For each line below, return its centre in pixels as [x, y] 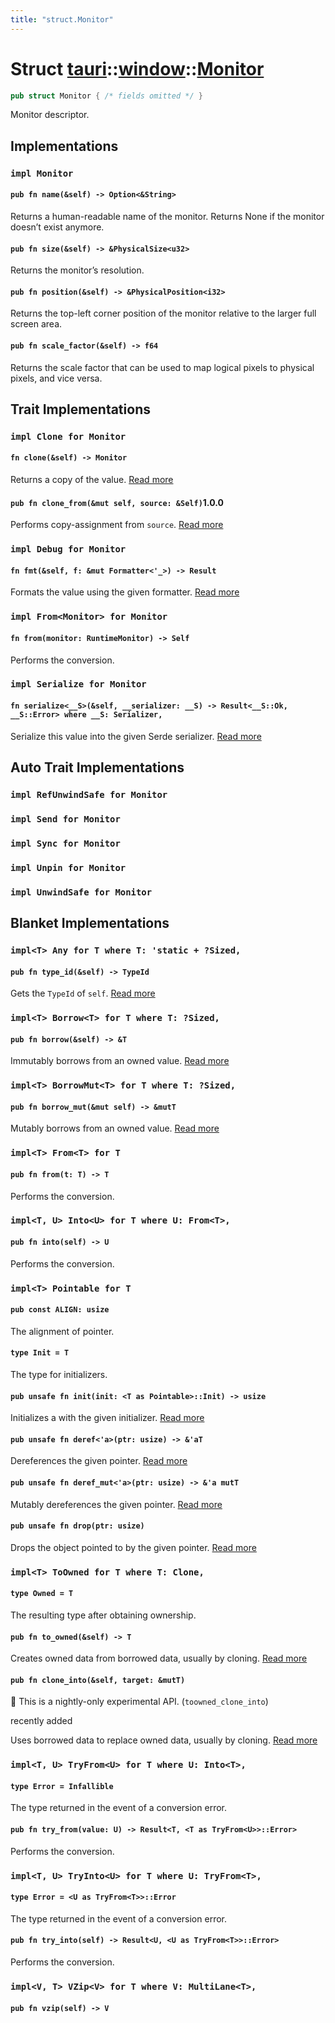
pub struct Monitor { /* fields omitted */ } [106, 96]
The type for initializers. [59, 1374]
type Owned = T [42, 1594]
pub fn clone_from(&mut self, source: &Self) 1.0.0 [117, 502]
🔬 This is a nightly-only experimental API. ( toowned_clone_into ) [139, 1702]
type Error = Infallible [62, 1786]
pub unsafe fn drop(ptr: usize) [77, 1526]
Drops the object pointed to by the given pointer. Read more [133, 1547]
